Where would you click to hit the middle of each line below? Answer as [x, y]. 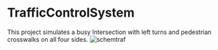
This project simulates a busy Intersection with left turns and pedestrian [109, 32]
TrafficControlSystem [71, 13]
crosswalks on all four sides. [48, 39]
